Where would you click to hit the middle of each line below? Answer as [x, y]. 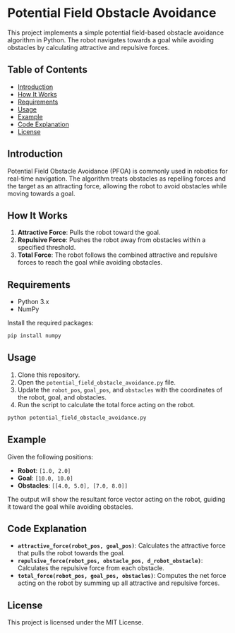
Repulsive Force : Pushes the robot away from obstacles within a [112, 240]
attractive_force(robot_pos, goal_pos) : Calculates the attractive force [121, 545]
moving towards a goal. [41, 193]
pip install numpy [34, 336]
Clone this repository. [49, 375]
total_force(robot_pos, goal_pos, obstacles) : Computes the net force [122, 576]
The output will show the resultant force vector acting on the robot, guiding [116, 499]
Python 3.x [33, 302]
